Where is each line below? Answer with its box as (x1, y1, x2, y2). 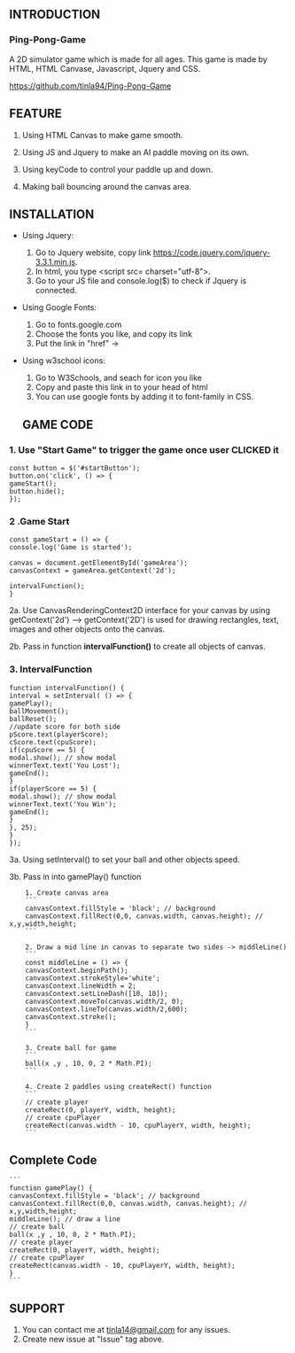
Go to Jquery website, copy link (35, 247, 151, 258)
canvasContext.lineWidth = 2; (25, 981, 137, 991)
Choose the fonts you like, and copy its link (35, 329, 193, 339)
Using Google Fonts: (21, 302, 97, 313)
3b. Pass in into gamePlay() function (9, 871, 142, 882)
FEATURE (9, 106, 62, 121)
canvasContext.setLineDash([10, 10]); (25, 989, 168, 998)
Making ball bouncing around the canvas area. (21, 181, 192, 191)
